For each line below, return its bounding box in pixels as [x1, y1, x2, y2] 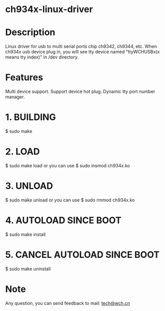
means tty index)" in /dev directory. [5, 54, 79, 60]
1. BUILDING [5, 112, 57, 123]
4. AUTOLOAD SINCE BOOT [5, 215, 122, 226]
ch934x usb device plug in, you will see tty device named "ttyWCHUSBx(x [5, 49, 160, 55]
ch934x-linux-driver [5, 4, 93, 15]
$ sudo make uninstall [5, 266, 51, 272]
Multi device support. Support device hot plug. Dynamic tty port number [5, 88, 155, 94]
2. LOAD [5, 146, 40, 158]
